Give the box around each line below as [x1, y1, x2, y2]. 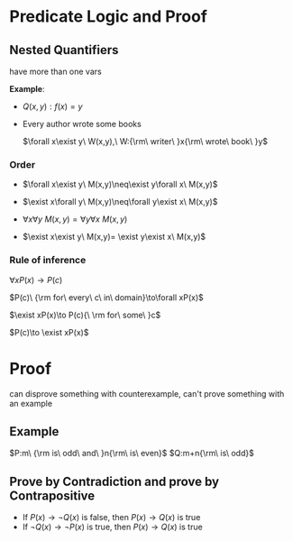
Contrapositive [9, 488, 96, 503]
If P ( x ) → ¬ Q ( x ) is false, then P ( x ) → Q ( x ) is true [22, 512, 201, 523]
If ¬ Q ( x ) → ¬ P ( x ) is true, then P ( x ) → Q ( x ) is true [22, 521, 203, 533]
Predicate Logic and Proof [9, 6, 207, 27]
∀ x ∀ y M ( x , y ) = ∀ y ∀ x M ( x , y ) [22, 214, 128, 225]
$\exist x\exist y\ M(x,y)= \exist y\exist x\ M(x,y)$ [22, 232, 206, 243]
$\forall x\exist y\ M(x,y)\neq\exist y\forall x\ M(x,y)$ [22, 179, 218, 190]
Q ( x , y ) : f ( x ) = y [22, 101, 83, 112]
